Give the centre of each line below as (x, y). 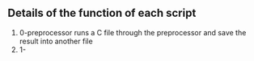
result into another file (56, 41)
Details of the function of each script (102, 13)
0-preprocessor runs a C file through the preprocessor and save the (133, 32)
